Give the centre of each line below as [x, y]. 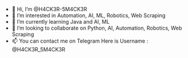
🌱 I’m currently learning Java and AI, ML [60, 22]
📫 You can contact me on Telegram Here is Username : [80, 41]
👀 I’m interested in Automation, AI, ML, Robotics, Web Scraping [89, 15]
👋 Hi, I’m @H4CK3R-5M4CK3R [49, 9]
